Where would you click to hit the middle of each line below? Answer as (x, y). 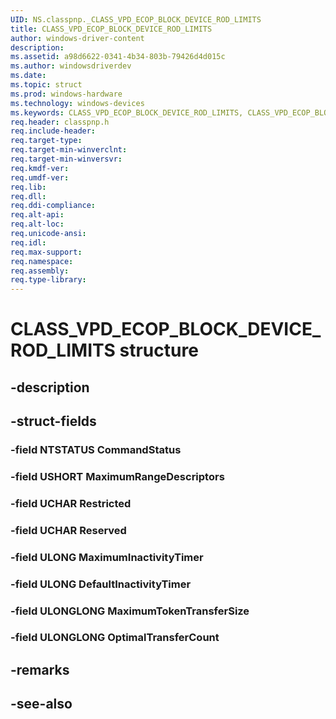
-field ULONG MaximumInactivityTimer (107, 557)
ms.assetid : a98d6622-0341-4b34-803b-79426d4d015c (118, 57)
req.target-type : (46, 141)
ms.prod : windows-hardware (66, 94)
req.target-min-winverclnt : (69, 150)
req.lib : (28, 187)
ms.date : (28, 76)
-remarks (40, 669)
